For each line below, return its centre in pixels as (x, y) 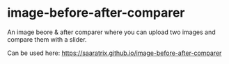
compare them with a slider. (47, 39)
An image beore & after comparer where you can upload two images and (111, 32)
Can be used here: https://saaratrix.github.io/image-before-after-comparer (114, 53)
